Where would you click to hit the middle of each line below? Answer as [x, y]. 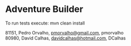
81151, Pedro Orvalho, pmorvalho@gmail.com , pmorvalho [64, 32]
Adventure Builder [44, 9]
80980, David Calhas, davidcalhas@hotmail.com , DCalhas [65, 38]
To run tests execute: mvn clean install [45, 23]
